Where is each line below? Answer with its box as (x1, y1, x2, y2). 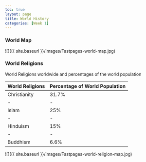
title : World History (5, 16, 49, 21)
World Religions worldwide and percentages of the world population (5, 71, 142, 77)
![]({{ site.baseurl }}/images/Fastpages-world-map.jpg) (5, 48, 116, 54)
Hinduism (7, 122, 29, 129)
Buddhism (7, 139, 31, 145)
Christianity (7, 91, 34, 98)
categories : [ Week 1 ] (5, 20, 49, 26)
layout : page (5, 12, 32, 17)
